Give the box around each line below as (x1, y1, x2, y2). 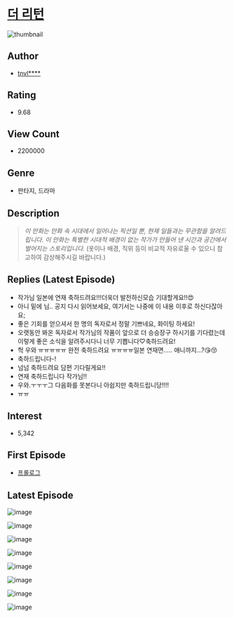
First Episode (7, 449, 67, 461)
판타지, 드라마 (17, 186, 56, 195)
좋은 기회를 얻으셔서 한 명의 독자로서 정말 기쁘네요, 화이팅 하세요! (17, 320, 195, 328)
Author (7, 50, 39, 62)
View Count (7, 128, 60, 140)
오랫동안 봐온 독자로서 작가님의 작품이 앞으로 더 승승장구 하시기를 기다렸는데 (17, 328, 226, 336)
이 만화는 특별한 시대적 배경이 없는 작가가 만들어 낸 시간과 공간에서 (45, 235, 226, 244)
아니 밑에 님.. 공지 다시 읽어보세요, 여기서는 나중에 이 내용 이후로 (17, 302, 193, 310)
